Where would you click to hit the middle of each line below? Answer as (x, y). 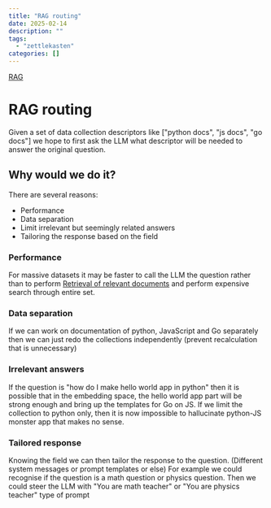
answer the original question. (57, 149)
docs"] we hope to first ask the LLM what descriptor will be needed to (125, 141)
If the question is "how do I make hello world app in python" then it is (124, 387)
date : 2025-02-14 (38, 24)
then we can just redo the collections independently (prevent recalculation (133, 340)
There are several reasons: (53, 194)
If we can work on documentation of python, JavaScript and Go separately (133, 331)
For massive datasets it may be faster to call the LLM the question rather (130, 275)
